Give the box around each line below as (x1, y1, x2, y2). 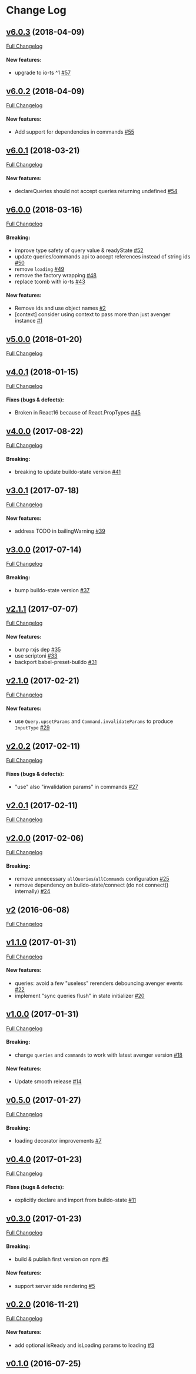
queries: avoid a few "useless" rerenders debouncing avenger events (14, 980, 183, 987)
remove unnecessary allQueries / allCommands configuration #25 (14, 875, 170, 882)
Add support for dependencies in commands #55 (14, 128, 134, 135)
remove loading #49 (14, 265, 65, 273)
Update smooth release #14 (14, 1078, 82, 1085)
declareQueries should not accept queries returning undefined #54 (14, 188, 178, 195)
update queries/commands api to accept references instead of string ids (14, 253, 191, 260)
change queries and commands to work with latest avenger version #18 (14, 1051, 183, 1058)
